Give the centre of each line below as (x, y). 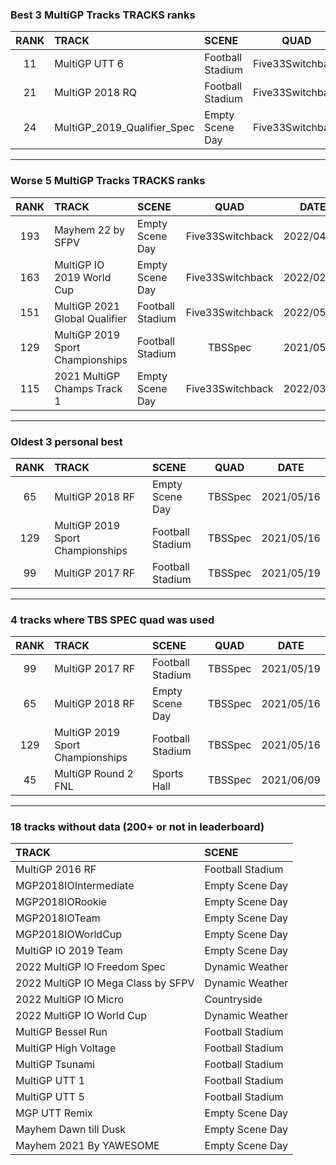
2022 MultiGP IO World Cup (81, 1016)
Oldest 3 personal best (66, 441)
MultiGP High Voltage (66, 1048)
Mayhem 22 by (90, 230)
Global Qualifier (91, 318)
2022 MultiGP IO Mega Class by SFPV (105, 983)
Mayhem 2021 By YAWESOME (87, 1146)
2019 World (83, 277)
